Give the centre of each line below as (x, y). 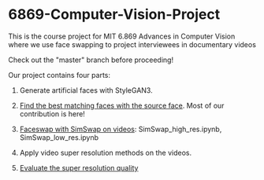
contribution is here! (52, 114)
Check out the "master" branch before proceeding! (91, 60)
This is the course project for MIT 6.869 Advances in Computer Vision (122, 36)
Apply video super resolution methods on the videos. (105, 152)
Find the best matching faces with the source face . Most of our (122, 105)
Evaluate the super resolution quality (79, 167)
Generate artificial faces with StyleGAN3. (86, 90)
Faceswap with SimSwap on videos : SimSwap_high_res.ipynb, (121, 129)
